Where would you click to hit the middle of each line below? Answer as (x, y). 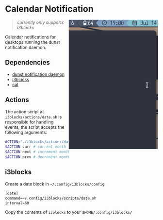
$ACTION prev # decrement (31, 157)
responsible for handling (29, 122)
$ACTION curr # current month (36, 147)
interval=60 (17, 203)
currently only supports (40, 22)
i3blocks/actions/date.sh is (33, 117)
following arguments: (26, 132)
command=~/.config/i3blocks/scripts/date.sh (51, 198)
